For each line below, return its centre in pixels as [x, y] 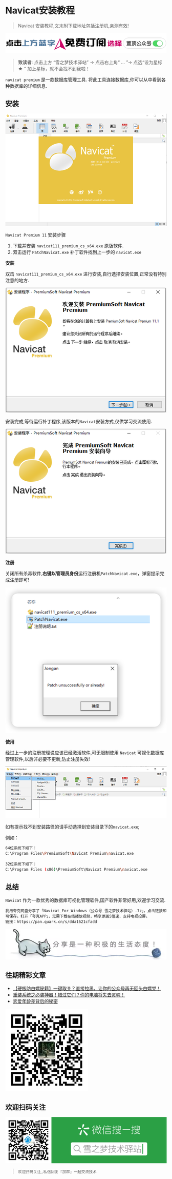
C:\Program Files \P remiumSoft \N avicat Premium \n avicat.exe [70, 853]
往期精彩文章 [26, 975]
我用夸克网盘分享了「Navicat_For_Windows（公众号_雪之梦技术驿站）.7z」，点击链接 [84, 911]
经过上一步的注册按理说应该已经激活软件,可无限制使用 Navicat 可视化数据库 [85, 753]
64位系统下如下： [21, 848]
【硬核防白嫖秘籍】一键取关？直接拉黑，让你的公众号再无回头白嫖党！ [87, 989]
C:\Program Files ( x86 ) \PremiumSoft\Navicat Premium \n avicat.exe [76, 870]
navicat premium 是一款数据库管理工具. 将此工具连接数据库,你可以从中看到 [83, 80]
